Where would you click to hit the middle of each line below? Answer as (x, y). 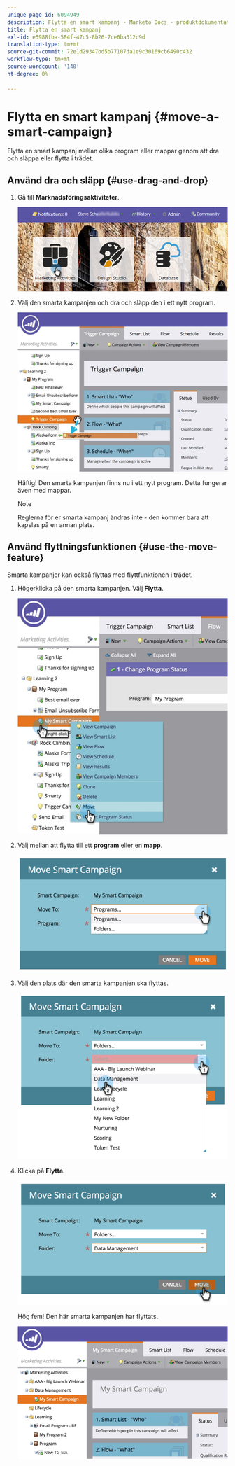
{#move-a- (186, 117)
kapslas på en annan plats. (56, 524)
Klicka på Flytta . (41, 1171)
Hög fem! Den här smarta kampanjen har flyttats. (88, 1316)
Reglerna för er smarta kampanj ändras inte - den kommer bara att (113, 517)
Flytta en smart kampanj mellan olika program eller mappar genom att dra (113, 151)
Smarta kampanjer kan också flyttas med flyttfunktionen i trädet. (100, 575)
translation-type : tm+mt (43, 44)
